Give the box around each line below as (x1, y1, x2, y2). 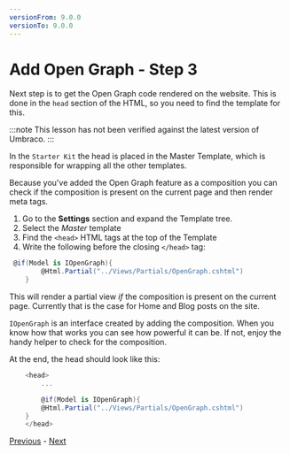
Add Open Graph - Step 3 (9, 59, 198, 80)
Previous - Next (9, 435, 67, 447)
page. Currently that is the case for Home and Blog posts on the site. (9, 301, 260, 312)
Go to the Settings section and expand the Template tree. (21, 213, 233, 224)
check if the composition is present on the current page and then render (9, 187, 273, 197)
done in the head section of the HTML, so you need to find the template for (9, 98, 281, 109)
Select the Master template (21, 223, 121, 234)
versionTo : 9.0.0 (9, 21, 74, 30)
